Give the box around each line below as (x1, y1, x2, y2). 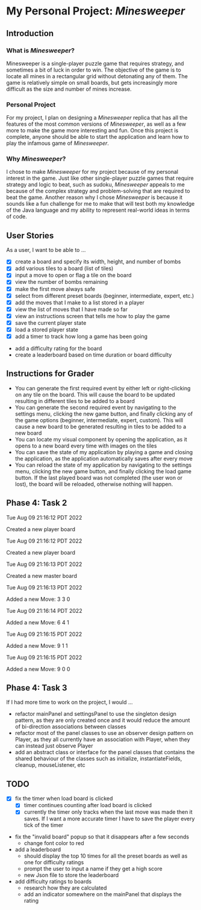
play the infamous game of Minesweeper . (6, 140, 110, 147)
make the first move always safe (14, 285, 95, 292)
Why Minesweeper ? (6, 155, 66, 163)
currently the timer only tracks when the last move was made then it (23, 808, 193, 816)
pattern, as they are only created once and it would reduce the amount (14, 717, 191, 724)
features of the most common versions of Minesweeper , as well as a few (6, 120, 187, 128)
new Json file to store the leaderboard (23, 872, 119, 879)
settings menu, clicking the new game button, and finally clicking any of (14, 410, 193, 417)
